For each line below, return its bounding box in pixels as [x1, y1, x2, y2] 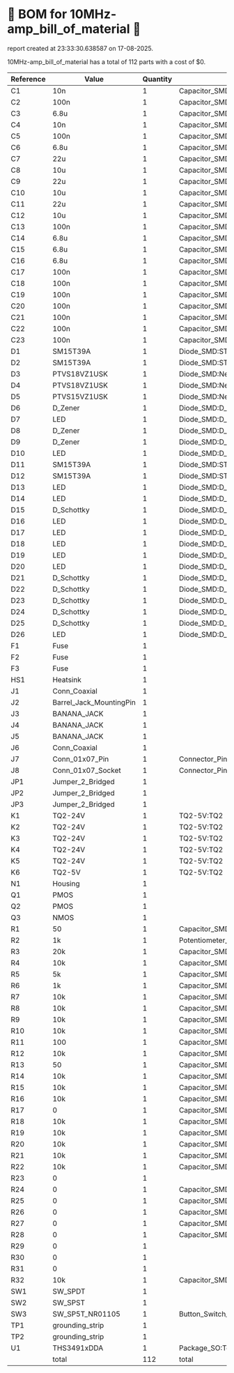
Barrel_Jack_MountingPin [52, 697, 136, 707]
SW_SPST [52, 1298, 86, 1307]
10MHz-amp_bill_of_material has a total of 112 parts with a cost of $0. [7, 57, 206, 66]
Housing [52, 878, 80, 888]
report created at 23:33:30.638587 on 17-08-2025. [7, 44, 154, 52]
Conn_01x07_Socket [52, 765, 121, 775]
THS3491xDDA [52, 1343, 104, 1353]
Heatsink [52, 675, 81, 684]
